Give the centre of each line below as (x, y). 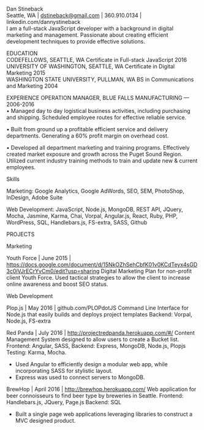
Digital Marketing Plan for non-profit (146, 271)
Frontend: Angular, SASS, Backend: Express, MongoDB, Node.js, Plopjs (96, 346)
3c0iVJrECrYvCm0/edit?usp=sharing (53, 271)
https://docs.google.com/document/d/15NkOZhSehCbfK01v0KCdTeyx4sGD (102, 264)
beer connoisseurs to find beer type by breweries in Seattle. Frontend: (95, 396)
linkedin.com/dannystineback (43, 22)
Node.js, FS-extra (28, 321)
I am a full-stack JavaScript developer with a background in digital (90, 28)
